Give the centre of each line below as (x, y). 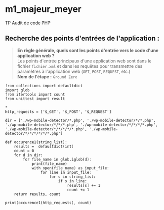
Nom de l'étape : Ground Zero (47, 77)
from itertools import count (35, 94)
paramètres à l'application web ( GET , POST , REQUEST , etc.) (74, 71)
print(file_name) (49, 164)
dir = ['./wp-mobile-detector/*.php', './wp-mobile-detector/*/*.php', (80, 120)
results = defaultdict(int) (44, 146)
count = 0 (24, 151)
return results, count (37, 194)
